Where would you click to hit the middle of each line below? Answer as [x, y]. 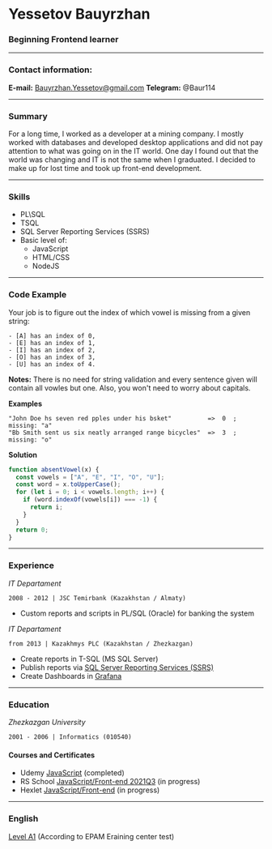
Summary [28, 116]
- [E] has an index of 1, [52, 343]
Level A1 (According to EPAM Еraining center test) [91, 836]
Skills [19, 197]
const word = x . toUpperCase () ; [68, 484]
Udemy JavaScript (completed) [72, 773]
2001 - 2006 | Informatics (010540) [70, 737]
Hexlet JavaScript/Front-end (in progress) [90, 790]
